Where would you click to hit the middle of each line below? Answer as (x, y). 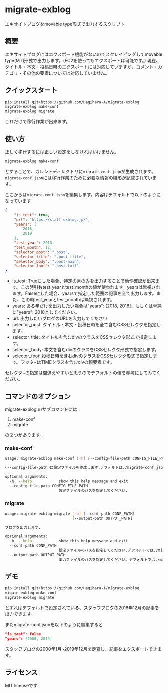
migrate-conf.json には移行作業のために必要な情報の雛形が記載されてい (79, 177)
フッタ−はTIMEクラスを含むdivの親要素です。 (68, 362)
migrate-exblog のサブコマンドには (41, 409)
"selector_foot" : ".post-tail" (47, 266)
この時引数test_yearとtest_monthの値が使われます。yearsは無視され (91, 287)
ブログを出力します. (23, 527)
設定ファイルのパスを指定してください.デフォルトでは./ (108, 551)
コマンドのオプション (38, 396)
